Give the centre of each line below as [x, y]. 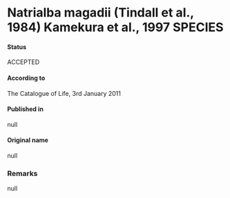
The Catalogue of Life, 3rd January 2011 [64, 93]
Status [17, 47]
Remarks [22, 173]
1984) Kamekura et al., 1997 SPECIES [115, 27]
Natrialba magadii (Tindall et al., [101, 13]
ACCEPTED [23, 62]
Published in [25, 109]
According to [26, 78]
